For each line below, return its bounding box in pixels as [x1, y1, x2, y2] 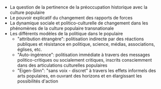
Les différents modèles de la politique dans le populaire [9, 31, 123, 36]
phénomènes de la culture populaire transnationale [9, 25, 114, 31]
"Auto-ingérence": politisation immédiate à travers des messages [17, 52, 150, 58]
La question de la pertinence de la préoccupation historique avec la [9, 4, 148, 10]
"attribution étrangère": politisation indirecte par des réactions [17, 36, 144, 42]
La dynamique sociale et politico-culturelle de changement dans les [9, 20, 149, 26]
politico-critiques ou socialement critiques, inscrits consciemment [17, 57, 152, 63]
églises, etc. [17, 47, 42, 52]
